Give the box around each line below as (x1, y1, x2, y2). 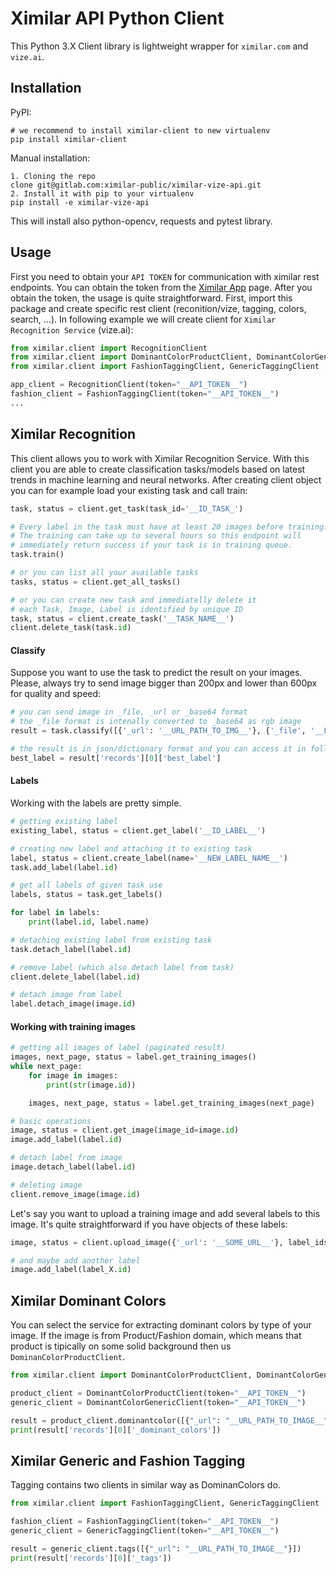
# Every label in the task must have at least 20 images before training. (10, 522, 329, 532)
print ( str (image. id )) (46, 1080, 137, 1090)
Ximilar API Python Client (10, 7, 225, 30)
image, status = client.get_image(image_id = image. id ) (10, 1125, 240, 1136)
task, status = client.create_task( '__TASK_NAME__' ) (10, 613, 235, 624)
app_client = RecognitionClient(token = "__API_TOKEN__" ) (10, 380, 248, 390)
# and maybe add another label (10, 1255, 141, 1266)
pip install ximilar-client (10, 134, 128, 144)
